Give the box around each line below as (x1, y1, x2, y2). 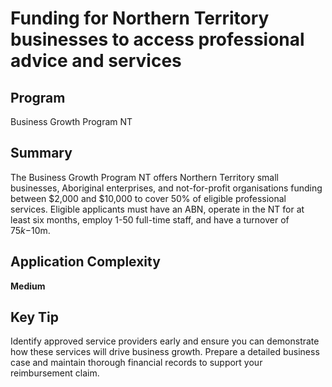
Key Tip (10, 309, 59, 326)
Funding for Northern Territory (10, 7, 270, 30)
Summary (10, 145, 73, 162)
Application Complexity (10, 253, 161, 271)
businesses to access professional (10, 28, 305, 51)
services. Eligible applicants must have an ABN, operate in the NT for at (10, 203, 305, 215)
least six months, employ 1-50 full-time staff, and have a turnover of (10, 213, 290, 226)
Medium (10, 280, 46, 292)
